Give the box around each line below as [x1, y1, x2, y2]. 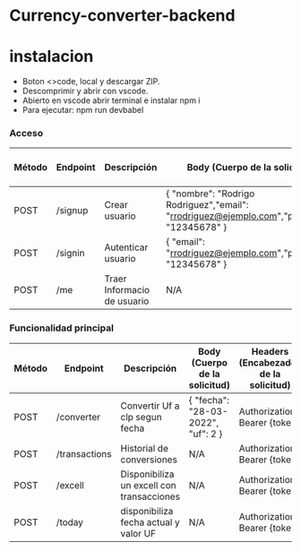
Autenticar [104, 241, 149, 254]
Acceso [9, 127, 44, 140]
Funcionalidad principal [9, 322, 115, 334]
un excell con [120, 478, 176, 491]
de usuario [104, 295, 150, 307]
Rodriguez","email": [165, 199, 249, 211]
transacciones [120, 490, 181, 503]
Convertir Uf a [120, 400, 180, 412]
